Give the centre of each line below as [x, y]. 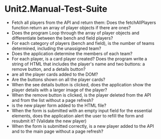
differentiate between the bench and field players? [62, 38]
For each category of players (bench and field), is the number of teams [83, 43]
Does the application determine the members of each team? [72, 53]
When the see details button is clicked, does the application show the [81, 84]
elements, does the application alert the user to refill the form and [77, 116]
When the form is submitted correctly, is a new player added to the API [83, 126]
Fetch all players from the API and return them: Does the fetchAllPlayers [84, 22]
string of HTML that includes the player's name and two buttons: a [78, 64]
